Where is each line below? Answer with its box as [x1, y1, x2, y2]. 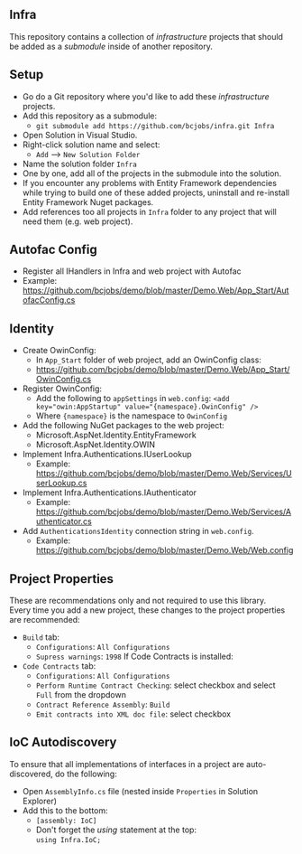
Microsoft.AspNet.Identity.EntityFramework [35, 429, 197, 441]
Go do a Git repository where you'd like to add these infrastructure [22, 90, 270, 102]
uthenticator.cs [35, 516, 92, 527]
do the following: [54, 768, 117, 779]
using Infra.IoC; [35, 835, 102, 844]
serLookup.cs [35, 478, 87, 489]
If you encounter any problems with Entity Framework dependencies [22, 177, 278, 188]
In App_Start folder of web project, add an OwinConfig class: [35, 354, 261, 365]
